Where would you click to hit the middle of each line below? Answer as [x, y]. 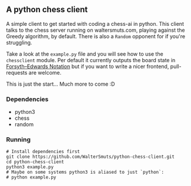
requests [17, 72]
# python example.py [31, 177]
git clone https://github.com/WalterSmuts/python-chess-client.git [91, 157]
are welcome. [45, 72]
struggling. [19, 42]
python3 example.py [30, 167]
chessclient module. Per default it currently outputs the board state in [91, 60]
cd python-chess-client [35, 162]
